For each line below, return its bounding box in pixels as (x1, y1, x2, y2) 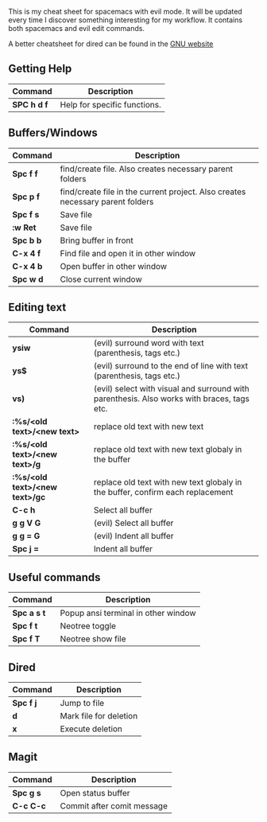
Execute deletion (60, 723, 123, 734)
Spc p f (12, 191, 41, 202)
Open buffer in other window (60, 260, 168, 271)
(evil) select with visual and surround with (94, 384, 250, 395)
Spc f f (12, 168, 38, 179)
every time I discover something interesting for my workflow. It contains (8, 15, 243, 25)
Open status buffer (60, 787, 130, 798)
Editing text (8, 301, 67, 314)
